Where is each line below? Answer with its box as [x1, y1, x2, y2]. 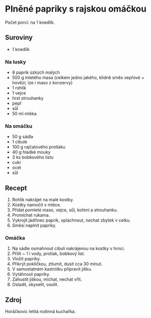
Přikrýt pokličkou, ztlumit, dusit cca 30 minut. [12, 261, 103, 267]
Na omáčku [5, 123, 32, 129]
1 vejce [12, 90, 26, 96]
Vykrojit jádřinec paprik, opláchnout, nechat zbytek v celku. [12, 217, 131, 223]
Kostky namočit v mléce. [12, 202, 61, 208]
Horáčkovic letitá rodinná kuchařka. [5, 309, 76, 315]
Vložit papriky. [12, 256, 41, 262]
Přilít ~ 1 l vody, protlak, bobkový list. [12, 251, 85, 256]
